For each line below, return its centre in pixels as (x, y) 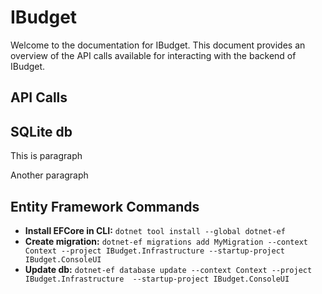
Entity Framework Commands (105, 206)
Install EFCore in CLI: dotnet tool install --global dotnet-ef (155, 230)
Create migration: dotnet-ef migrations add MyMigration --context (166, 241)
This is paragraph (46, 156)
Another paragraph (49, 175)
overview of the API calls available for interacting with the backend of (153, 55)
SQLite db (41, 131)
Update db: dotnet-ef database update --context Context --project (168, 269)
